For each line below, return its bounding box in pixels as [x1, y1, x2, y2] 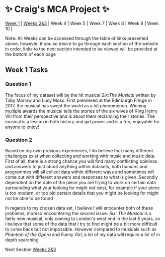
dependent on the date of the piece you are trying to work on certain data [5, 179, 156, 185]
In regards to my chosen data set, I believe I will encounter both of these [5, 205, 153, 211]
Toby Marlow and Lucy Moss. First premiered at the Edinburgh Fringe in [5, 97, 152, 103]
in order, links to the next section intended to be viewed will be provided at [5, 46, 158, 52]
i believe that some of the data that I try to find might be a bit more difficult [5, 221, 158, 227]
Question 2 [5, 136, 32, 143]
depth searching [5, 237, 39, 243]
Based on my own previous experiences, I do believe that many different [5, 147, 153, 153]
